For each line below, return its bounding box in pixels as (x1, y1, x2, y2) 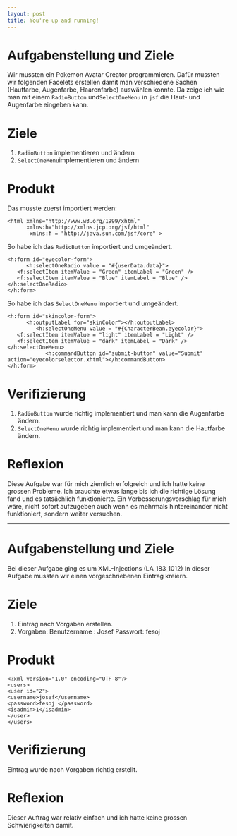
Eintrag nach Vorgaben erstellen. (17, 620, 113, 629)
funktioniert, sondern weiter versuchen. (7, 509, 123, 519)
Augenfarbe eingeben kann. (7, 100, 89, 109)
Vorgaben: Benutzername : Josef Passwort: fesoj (17, 627, 161, 636)
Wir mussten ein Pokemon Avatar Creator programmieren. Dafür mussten (7, 71, 220, 79)
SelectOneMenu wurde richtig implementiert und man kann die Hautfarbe (17, 424, 226, 432)
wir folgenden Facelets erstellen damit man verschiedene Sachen (7, 78, 197, 87)
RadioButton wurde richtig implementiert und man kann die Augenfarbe (17, 409, 224, 418)
